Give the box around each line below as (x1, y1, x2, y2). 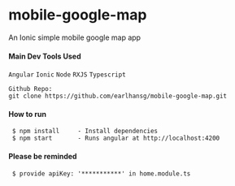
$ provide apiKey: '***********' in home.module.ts (11, 169, 191, 178)
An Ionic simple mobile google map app (8, 32, 141, 42)
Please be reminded (8, 151, 77, 161)
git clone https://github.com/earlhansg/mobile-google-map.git (8, 92, 228, 101)
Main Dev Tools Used (8, 51, 81, 61)
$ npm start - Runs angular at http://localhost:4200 (11, 134, 220, 143)
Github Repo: (8, 85, 53, 93)
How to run (8, 109, 47, 119)
